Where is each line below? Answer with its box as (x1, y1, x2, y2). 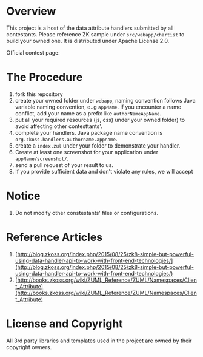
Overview (6, 4, 56, 18)
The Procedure (6, 70, 83, 84)
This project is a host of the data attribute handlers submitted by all (6, 24, 174, 32)
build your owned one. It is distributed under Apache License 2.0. (6, 37, 170, 44)
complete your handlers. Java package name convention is (15, 129, 163, 136)
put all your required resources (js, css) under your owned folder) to (15, 116, 185, 123)
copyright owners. (6, 343, 52, 350)
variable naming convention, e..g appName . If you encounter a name (15, 103, 182, 110)
